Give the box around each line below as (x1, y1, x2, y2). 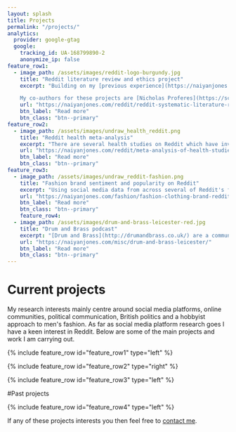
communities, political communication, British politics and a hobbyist (7, 313, 206, 321)
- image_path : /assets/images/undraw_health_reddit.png (13, 127, 181, 134)
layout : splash (7, 10, 52, 18)
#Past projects (7, 389, 49, 398)
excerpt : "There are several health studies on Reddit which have (20, 140, 218, 148)
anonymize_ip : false (20, 56, 80, 63)
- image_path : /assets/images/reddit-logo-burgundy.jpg (13, 69, 181, 76)
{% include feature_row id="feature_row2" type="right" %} (7, 362, 178, 371)
